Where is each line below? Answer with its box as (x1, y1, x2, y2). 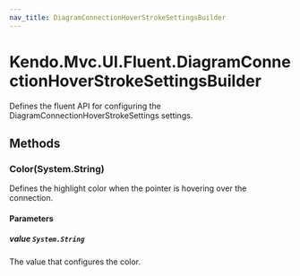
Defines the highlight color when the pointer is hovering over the (9, 183, 247, 194)
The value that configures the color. (9, 256, 141, 267)
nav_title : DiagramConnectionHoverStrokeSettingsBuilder (9, 13, 227, 22)
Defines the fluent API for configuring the (9, 100, 161, 111)
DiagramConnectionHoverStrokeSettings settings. (9, 109, 193, 121)
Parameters (9, 212, 54, 224)
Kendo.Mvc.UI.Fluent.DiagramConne (9, 51, 291, 72)
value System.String (9, 234, 85, 245)
